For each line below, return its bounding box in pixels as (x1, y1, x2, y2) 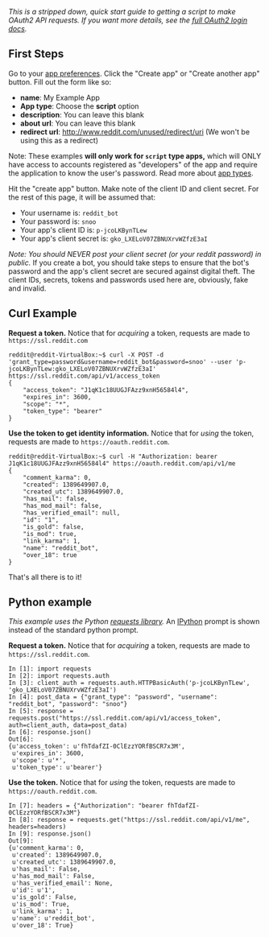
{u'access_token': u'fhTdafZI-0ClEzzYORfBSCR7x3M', (8, 742, 185, 751)
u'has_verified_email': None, (11, 879, 114, 888)
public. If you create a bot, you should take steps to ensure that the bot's (8, 258, 250, 267)
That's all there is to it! (8, 572, 82, 582)
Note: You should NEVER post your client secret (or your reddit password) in (8, 249, 262, 258)
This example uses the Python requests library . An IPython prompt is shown (8, 617, 260, 626)
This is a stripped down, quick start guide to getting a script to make (8, 7, 236, 16)
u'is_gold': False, (11, 894, 78, 902)
